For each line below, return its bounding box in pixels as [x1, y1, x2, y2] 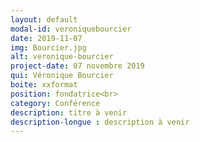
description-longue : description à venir [10, 117, 190, 127]
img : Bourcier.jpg [10, 42, 87, 53]
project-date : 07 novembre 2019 [10, 61, 145, 71]
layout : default [10, 14, 78, 25]
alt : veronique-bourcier [10, 52, 114, 62]
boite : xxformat [10, 80, 78, 90]
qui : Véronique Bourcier [10, 71, 114, 81]
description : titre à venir [10, 107, 128, 118]
